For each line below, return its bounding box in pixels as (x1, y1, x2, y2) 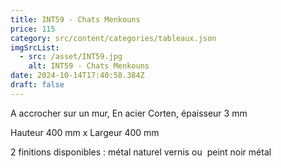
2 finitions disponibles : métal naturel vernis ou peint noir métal (10, 146, 272, 158)
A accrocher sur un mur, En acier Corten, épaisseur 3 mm (10, 107, 248, 119)
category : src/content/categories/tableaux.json (10, 33, 217, 43)
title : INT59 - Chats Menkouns (10, 14, 141, 25)
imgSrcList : (10, 42, 60, 53)
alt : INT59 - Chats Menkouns (28, 61, 150, 71)
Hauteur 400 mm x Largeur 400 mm (10, 126, 160, 138)
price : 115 (10, 24, 56, 34)
